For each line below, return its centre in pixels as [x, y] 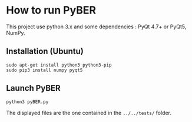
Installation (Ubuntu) [45, 52]
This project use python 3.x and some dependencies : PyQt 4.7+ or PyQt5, [96, 27]
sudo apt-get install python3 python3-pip [59, 65]
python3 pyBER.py [27, 102]
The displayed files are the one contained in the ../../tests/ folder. [89, 113]
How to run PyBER [51, 10]
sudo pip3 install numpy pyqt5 [44, 70]
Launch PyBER [33, 88]
